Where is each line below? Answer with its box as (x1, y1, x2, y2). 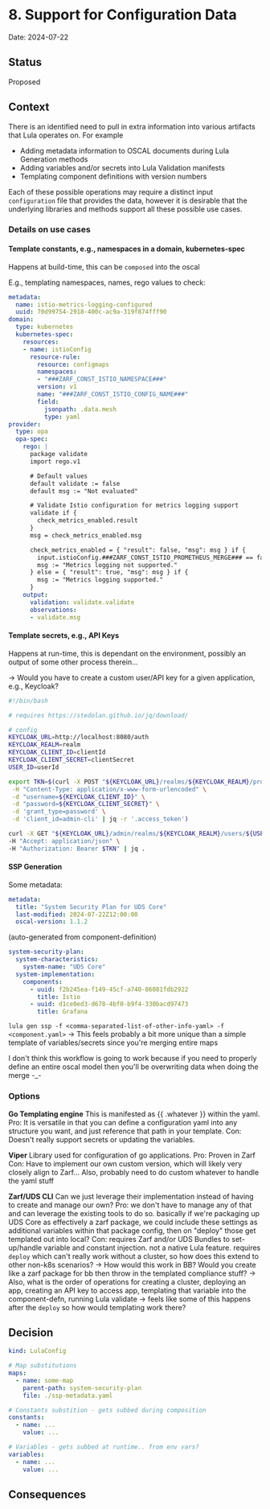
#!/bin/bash (8, 697, 48, 705)
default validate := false (29, 479, 121, 487)
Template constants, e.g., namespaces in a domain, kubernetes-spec (8, 244, 245, 254)
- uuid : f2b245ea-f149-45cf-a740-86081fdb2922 (29, 985, 189, 993)
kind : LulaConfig (8, 1347, 67, 1355)
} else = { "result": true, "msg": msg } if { (29, 569, 189, 577)
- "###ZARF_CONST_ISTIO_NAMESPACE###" (37, 376, 167, 384)
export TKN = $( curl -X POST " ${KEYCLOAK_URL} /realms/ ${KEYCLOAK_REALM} (8, 778, 250, 786)
